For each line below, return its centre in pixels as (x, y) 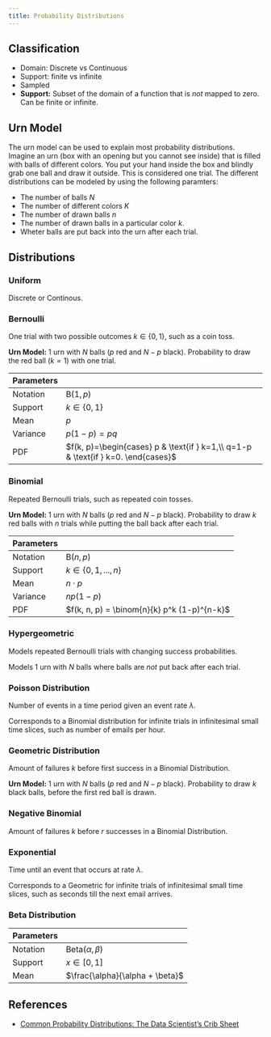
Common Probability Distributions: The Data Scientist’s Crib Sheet (129, 1024)
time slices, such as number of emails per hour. (87, 730)
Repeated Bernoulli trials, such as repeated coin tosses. (101, 499)
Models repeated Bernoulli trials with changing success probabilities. (123, 651)
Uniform (25, 280)
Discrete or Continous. (46, 298)
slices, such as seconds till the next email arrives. (91, 894)
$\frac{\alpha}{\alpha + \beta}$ (125, 976)
